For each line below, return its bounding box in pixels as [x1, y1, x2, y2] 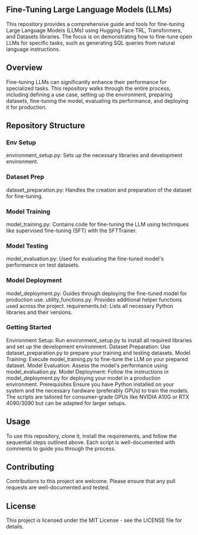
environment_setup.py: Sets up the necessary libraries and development [6, 152, 183, 159]
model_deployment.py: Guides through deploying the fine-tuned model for [6, 290, 187, 297]
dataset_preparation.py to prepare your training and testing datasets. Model [6, 349, 191, 356]
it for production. [6, 103, 47, 111]
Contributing [6, 462, 54, 472]
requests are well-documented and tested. [6, 484, 110, 491]
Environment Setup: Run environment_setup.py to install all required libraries [6, 336, 192, 343]
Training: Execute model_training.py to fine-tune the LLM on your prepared [6, 355, 188, 362]
